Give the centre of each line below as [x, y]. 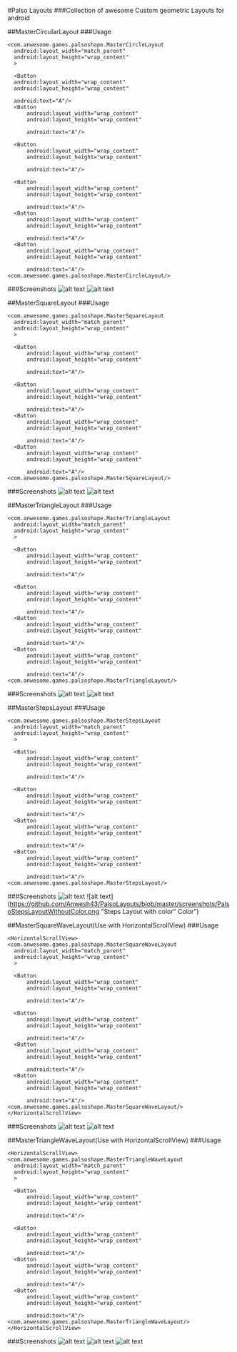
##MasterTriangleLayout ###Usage [60, 505]
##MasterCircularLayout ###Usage [60, 32]
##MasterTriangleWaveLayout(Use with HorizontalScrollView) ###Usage [114, 1140]
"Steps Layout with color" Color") [150, 911]
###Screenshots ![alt [53, 896]
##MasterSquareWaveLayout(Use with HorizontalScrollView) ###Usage [113, 925]
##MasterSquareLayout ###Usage [58, 303]
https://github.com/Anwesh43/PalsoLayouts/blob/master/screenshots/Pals [120, 904]
